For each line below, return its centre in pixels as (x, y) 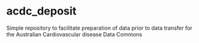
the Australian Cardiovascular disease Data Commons (74, 34)
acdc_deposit (41, 11)
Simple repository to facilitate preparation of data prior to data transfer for (99, 28)
